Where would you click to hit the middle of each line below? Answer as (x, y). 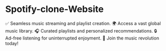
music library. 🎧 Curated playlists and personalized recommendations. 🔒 (81, 30)
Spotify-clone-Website (54, 9)
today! (12, 43)
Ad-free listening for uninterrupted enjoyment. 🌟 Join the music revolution (82, 38)
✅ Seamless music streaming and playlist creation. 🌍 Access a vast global (83, 23)
